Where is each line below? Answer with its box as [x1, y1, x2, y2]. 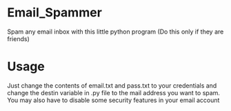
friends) [7, 34, 30, 42]
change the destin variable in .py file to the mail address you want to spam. [7, 88, 221, 97]
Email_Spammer [7, 5, 102, 21]
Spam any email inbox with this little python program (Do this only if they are [7, 27, 224, 36]
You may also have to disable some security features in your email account [7, 96, 220, 104]
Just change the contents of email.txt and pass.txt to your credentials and [7, 81, 217, 90]
